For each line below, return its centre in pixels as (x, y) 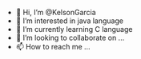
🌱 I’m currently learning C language (74, 29)
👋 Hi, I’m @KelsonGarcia (56, 12)
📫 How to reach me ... (53, 47)
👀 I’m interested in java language (70, 21)
